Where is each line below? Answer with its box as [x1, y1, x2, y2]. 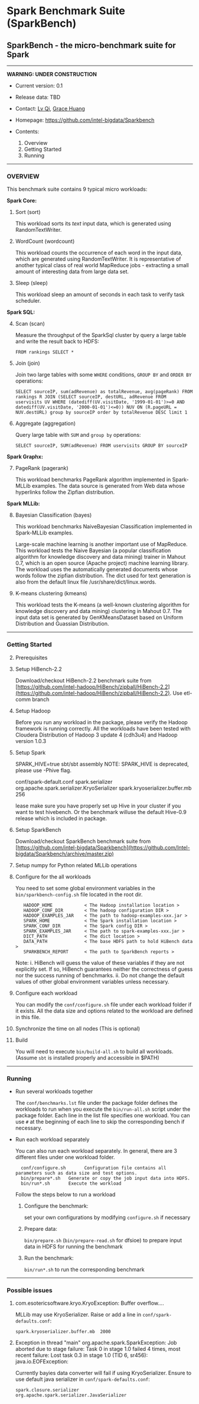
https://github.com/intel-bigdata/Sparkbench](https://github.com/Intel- [17, 844, 191, 851]
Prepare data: [24, 1225, 58, 1232]
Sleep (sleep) [15, 280, 48, 287]
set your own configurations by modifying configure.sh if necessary [24, 1214, 191, 1221]
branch [32, 696, 50, 703]
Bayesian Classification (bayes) [15, 511, 92, 518]
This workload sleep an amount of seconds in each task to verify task [15, 291, 185, 298]
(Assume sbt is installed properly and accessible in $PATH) [15, 1054, 160, 1061]
